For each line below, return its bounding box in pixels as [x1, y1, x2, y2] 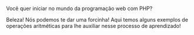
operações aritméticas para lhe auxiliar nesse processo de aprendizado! [6, 23, 181, 29]
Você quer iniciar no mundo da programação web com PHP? [6, 5, 153, 12]
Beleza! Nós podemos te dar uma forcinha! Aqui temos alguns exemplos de [6, 16, 188, 23]
